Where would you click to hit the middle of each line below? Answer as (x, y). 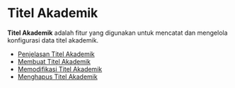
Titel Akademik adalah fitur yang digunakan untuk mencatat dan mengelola (117, 33)
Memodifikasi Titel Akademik (60, 69)
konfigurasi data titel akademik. (53, 40)
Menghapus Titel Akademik (57, 77)
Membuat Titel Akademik (54, 61)
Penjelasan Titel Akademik (56, 54)
